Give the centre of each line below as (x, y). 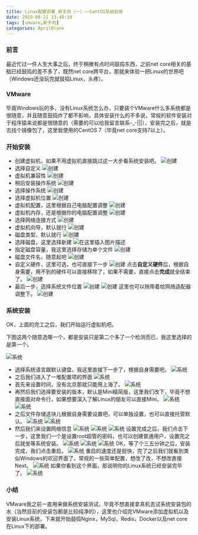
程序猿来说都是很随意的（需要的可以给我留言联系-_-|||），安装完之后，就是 (101, 122)
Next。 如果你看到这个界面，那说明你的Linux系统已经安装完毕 (98, 466)
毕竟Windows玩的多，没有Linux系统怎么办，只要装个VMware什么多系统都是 (99, 108)
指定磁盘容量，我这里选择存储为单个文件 (64, 249)
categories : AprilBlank (35, 28)
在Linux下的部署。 (28, 526)
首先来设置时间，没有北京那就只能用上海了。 (69, 384)
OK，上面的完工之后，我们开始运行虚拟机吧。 (62, 325)
